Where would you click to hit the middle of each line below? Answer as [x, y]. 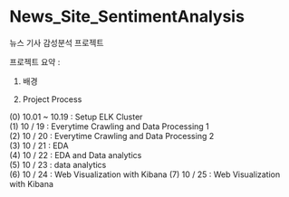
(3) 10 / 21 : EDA [39, 145]
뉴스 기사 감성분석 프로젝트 [57, 42]
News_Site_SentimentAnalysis [127, 17]
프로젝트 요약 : [35, 61]
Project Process [52, 99]
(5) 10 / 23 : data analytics [58, 164]
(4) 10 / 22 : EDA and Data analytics [76, 155]
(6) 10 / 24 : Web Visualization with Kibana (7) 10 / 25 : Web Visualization [145, 174]
